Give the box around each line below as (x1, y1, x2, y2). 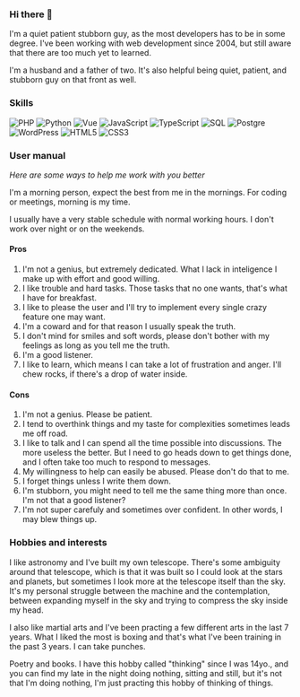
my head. (9, 605, 44, 615)
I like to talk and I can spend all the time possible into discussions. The (21, 438, 282, 449)
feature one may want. (21, 311, 106, 322)
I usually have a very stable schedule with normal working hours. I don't (9, 213, 275, 224)
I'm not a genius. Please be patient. (21, 409, 153, 420)
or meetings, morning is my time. (9, 196, 131, 207)
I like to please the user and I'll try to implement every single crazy (21, 302, 267, 313)
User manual (9, 149, 66, 161)
